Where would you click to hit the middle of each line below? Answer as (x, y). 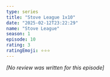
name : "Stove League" (33, 28)
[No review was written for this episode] (55, 67)
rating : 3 (18, 45)
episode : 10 (21, 39)
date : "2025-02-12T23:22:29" (42, 23)
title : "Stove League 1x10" (41, 17)
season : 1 (18, 34)
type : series (22, 12)
